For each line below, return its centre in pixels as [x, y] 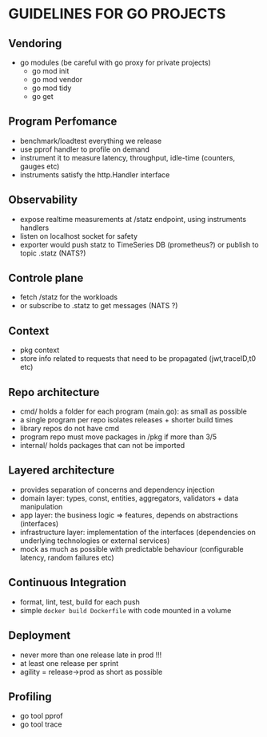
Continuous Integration [67, 582]
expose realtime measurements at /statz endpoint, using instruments [133, 219]
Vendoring [35, 44]
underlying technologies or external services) [95, 541]
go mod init [50, 71]
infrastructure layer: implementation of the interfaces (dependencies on [137, 532]
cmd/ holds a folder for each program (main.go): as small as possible [133, 411]
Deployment [40, 636]
